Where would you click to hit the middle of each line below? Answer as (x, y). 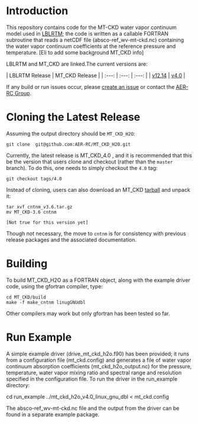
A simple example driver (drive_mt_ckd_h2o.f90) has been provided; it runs (98, 354)
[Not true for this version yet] (47, 222)
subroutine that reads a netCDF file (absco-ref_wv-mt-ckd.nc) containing (95, 40)
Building (27, 264)
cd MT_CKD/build (26, 297)
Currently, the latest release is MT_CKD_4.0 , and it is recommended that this (99, 155)
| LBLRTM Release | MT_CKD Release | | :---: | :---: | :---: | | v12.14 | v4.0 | (96, 75)
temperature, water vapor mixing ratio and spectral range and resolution (94, 372)
